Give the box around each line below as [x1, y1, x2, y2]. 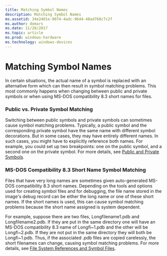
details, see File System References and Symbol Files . [5, 246, 116, 252]
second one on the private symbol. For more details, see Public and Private [5, 149, 160, 155]
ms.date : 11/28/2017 [5, 26, 48, 31]
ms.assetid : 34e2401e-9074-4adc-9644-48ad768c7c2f [5, 16, 113, 21]
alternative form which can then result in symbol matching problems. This [5, 83, 157, 88]
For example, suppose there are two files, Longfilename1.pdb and [5, 214, 140, 220]
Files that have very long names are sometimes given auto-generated [5, 177, 148, 184]
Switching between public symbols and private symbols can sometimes [5, 117, 152, 123]
